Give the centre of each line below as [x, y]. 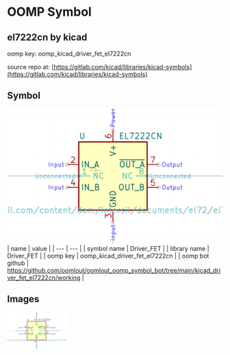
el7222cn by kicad [47, 37]
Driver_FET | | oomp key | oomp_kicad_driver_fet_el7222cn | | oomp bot [108, 256]
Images [23, 299]
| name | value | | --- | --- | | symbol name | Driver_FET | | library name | [108, 248]
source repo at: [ [30, 67]
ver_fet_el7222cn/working [44, 278]
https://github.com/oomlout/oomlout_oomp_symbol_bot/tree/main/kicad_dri [114, 270]
